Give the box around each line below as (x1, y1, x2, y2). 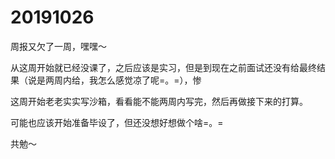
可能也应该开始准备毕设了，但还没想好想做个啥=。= (10, 116, 224, 128)
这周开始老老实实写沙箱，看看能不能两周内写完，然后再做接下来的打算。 (10, 95, 308, 107)
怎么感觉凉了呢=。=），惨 (97, 74, 202, 86)
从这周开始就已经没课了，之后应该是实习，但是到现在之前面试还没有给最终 (10, 61, 317, 73)
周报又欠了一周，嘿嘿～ (10, 40, 107, 52)
